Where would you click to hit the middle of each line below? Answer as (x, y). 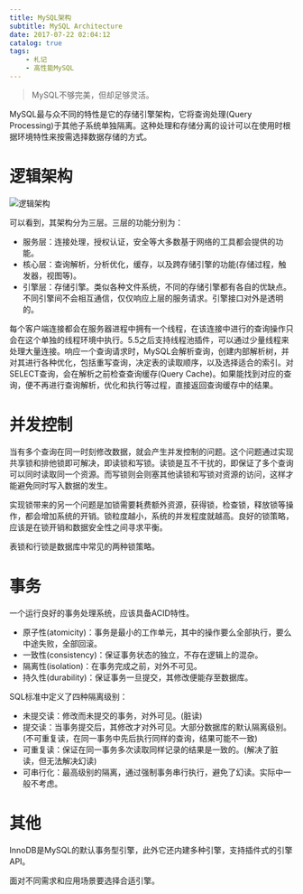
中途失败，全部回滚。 (62, 643)
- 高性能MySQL (50, 69)
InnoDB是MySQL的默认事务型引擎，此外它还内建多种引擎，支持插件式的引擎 (151, 850)
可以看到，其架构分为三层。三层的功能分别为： (96, 222)
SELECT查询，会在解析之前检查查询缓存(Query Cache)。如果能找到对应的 (147, 373)
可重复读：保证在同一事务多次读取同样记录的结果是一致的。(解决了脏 (150, 750)
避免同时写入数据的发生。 (64, 485)
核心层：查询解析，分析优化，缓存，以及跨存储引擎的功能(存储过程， (150, 264)
